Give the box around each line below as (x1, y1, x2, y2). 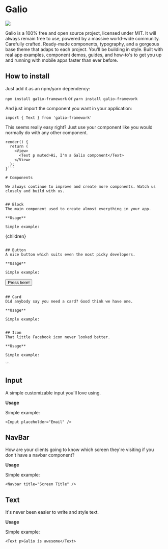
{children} (5, 233, 26, 239)
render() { (5, 139, 29, 144)
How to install (5, 72, 50, 81)
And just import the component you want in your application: (5, 105, 132, 111)
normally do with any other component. (5, 129, 88, 136)
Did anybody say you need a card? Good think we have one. (5, 298, 133, 304)
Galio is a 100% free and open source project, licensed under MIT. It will (5, 30, 156, 36)
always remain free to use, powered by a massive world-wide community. (5, 35, 160, 41)
